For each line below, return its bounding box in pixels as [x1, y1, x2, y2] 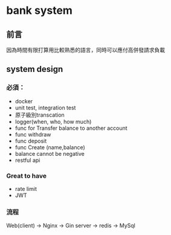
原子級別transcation [15, 111, 65, 118]
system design [6, 64, 63, 74]
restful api [15, 156, 40, 164]
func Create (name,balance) [15, 143, 86, 151]
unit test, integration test [15, 104, 76, 111]
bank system [6, 4, 73, 18]
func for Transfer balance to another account [15, 124, 128, 132]
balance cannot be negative [15, 150, 85, 157]
